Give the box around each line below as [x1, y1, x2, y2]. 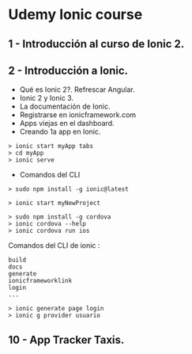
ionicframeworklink [8, 277, 73, 285]
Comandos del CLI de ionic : [8, 241, 100, 250]
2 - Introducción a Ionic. [8, 63, 129, 77]
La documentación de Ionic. [19, 101, 111, 112]
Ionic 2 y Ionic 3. [19, 93, 73, 103]
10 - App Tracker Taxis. [8, 333, 125, 346]
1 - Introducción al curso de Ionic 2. [8, 37, 185, 51]
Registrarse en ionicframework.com [19, 110, 137, 120]
